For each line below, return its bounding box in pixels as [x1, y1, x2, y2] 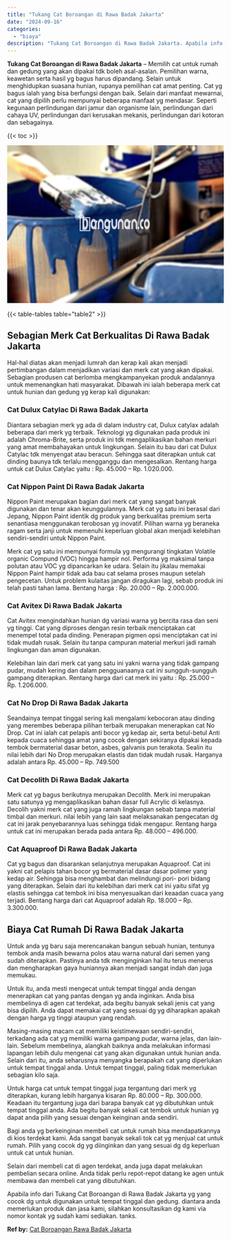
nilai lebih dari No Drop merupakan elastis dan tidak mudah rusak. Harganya [7, 750, 223, 759]
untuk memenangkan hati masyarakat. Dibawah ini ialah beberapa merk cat [7, 380, 221, 389]
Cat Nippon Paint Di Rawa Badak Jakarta [7, 481, 145, 491]
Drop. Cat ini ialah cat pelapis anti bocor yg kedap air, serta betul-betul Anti [7, 728, 220, 737]
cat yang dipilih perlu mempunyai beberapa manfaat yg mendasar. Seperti [7, 96, 217, 105]
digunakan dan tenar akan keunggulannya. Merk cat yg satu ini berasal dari [7, 505, 220, 513]
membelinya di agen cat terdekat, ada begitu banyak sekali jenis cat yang [7, 999, 215, 1008]
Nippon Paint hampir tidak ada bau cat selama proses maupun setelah [7, 569, 206, 578]
